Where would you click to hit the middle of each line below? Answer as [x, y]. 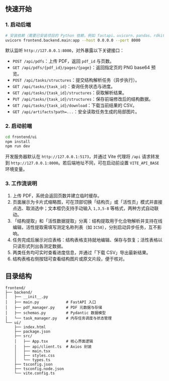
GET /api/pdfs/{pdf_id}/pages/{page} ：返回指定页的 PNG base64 [81, 68]
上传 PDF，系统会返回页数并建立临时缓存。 [57, 196]
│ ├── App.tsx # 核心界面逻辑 [54, 342]
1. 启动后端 [18, 25]
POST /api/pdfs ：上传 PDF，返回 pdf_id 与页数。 [63, 61]
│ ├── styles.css [35, 356]
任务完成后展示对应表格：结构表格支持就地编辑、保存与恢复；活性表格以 [87, 240]
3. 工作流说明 [21, 183]
